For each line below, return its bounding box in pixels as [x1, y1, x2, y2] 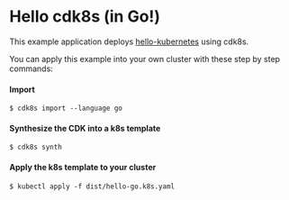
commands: [9, 63, 54, 74]
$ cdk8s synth [9, 142, 63, 152]
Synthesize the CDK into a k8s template [9, 123, 161, 133]
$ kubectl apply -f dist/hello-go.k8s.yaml [9, 182, 176, 191]
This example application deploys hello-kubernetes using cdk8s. [9, 36, 249, 47]
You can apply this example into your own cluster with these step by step [9, 53, 281, 64]
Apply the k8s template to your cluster [9, 161, 157, 172]
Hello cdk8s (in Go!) [9, 6, 160, 27]
